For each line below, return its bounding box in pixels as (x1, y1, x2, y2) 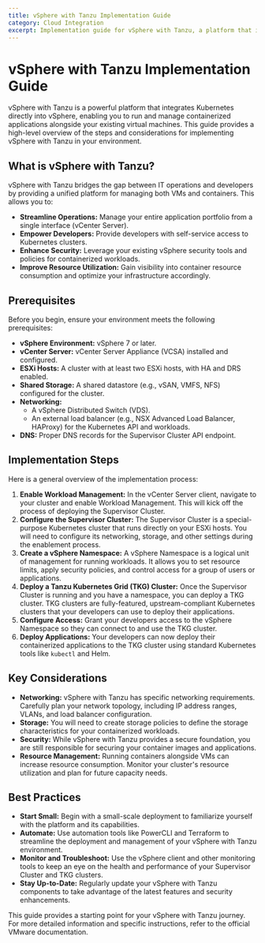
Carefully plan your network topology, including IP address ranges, (19, 701, 237, 710)
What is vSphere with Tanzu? (8, 159, 155, 173)
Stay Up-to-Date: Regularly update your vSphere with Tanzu (19, 878, 218, 888)
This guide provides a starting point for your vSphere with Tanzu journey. (8, 911, 246, 920)
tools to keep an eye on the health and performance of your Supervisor (19, 862, 251, 871)
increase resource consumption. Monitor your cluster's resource (19, 759, 230, 769)
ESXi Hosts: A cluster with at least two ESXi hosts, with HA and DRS (19, 363, 241, 373)
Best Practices (8, 790, 81, 804)
